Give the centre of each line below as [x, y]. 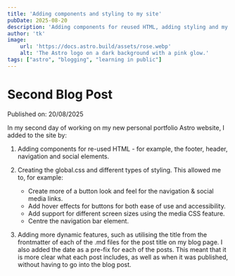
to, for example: [40, 177]
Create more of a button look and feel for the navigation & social [121, 191]
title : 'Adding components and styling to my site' [84, 14]
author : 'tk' [26, 33]
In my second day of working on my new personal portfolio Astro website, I [116, 127]
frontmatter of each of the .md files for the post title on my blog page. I [120, 242]
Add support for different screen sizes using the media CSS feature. [126, 213]
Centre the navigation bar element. [78, 221]
